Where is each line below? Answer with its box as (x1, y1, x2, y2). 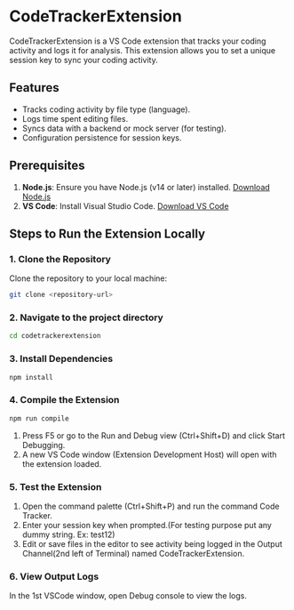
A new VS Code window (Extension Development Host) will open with (21, 449, 277, 460)
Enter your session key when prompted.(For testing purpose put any (21, 519, 273, 530)
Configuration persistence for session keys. (21, 132, 182, 143)
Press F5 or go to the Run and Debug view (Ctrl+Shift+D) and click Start (21, 429, 286, 441)
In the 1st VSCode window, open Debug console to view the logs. (9, 590, 247, 601)
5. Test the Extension (9, 480, 102, 493)
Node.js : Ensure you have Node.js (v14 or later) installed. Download (21, 181, 271, 192)
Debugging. (21, 439, 66, 450)
